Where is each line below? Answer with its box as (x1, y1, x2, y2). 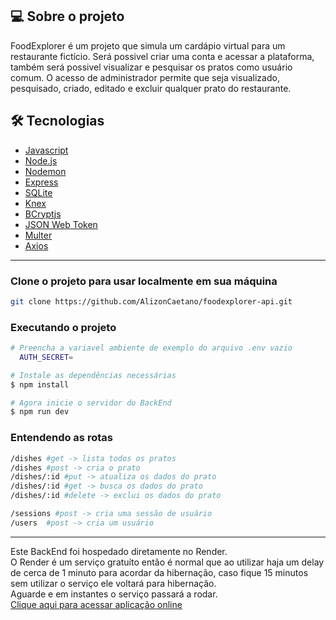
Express (24, 176, 59, 188)
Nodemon (24, 165, 67, 177)
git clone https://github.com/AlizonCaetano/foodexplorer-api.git (10, 296, 293, 307)
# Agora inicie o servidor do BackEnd (10, 398, 172, 408)
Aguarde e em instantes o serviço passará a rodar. (10, 588, 218, 600)
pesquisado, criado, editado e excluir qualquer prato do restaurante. (10, 82, 292, 94)
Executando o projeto (10, 320, 117, 334)
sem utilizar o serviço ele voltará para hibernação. (10, 577, 217, 589)
